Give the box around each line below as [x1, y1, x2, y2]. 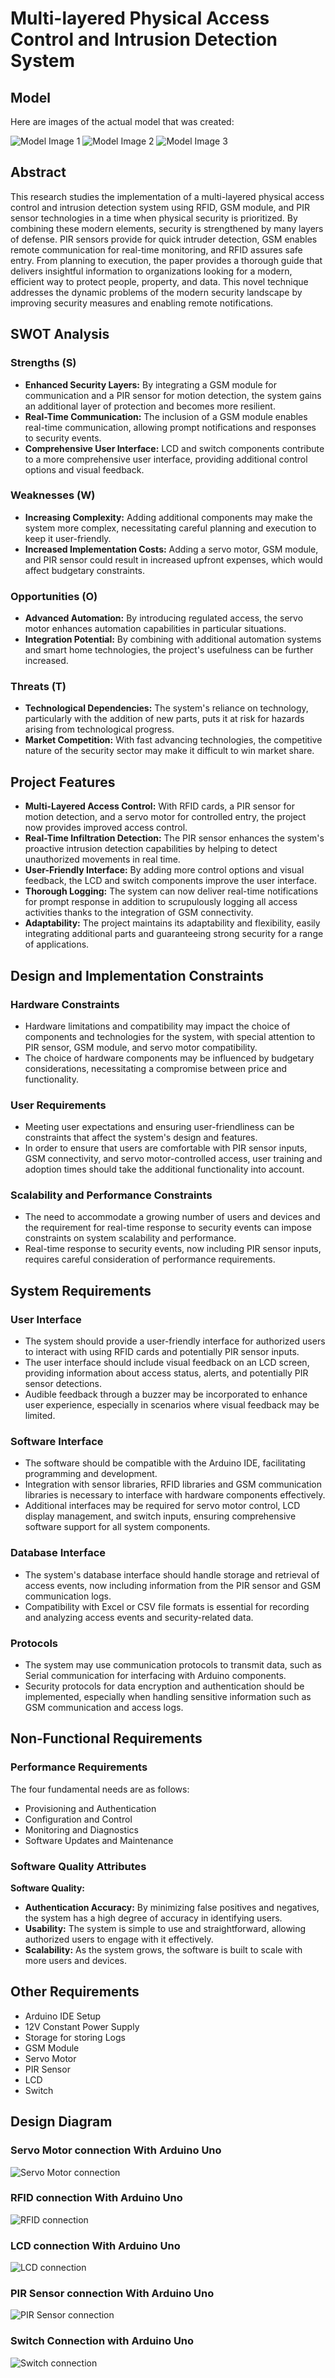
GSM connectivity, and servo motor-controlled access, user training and [24, 1153, 323, 1165]
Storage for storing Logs [24, 2031, 126, 2043]
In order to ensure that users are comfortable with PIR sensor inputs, [24, 1142, 308, 1154]
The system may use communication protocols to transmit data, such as [24, 1659, 322, 1671]
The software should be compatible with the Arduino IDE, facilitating [24, 1457, 306, 1469]
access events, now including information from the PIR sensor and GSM [24, 1579, 322, 1591]
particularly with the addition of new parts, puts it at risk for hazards [24, 713, 305, 725]
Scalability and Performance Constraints [10, 1188, 213, 1202]
